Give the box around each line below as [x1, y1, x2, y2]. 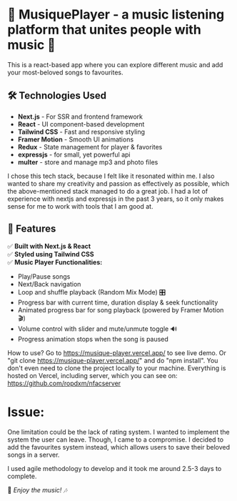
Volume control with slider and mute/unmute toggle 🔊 [17, 324, 178, 333]
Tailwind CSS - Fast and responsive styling [17, 127, 145, 136]
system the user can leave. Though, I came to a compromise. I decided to [7, 435, 223, 444]
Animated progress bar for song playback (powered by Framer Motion [17, 305, 224, 314]
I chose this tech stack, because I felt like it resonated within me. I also [7, 172, 215, 180]
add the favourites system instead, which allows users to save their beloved [7, 442, 231, 451]
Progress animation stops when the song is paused [17, 334, 169, 343]
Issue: [7, 404, 45, 420]
